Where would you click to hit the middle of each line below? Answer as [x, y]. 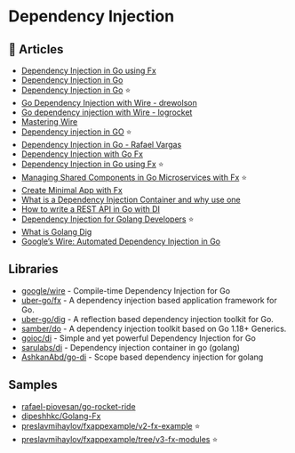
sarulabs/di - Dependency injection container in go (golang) [131, 347]
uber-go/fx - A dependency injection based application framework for [149, 300]
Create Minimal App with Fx [72, 190]
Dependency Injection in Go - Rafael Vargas [101, 145]
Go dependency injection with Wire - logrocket [107, 112]
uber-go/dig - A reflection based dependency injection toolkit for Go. [147, 319]
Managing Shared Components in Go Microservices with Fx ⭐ [134, 177]
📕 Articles [36, 49]
